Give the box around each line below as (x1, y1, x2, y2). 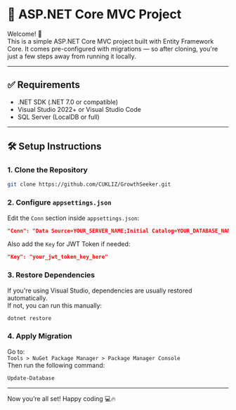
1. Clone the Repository (7, 165, 88, 175)
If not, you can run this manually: (7, 301, 103, 309)
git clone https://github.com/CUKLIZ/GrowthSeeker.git (7, 181, 171, 188)
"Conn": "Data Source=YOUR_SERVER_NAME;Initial (7, 227, 150, 234)
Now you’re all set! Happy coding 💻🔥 (7, 394, 116, 403)
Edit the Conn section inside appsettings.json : (7, 214, 140, 222)
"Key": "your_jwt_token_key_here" (7, 253, 109, 261)
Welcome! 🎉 (7, 30, 42, 38)
